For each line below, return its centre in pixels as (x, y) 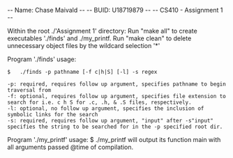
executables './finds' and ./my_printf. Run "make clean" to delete (99, 38)
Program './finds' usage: (42, 59)
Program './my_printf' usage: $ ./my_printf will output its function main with (114, 140)
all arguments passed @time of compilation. (70, 147)
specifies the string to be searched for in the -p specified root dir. (115, 127)
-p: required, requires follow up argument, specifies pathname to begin (117, 84)
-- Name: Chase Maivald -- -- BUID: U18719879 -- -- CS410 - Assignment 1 (115, 10)
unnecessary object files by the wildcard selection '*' (84, 46)
